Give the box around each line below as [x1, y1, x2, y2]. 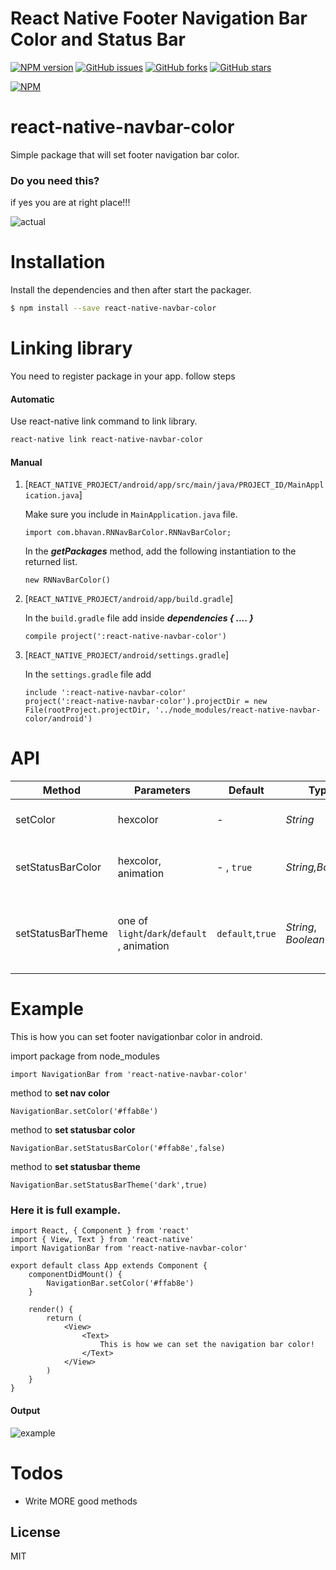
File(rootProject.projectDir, [24, 705, 152, 716]
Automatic [10, 393, 55, 405]
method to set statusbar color [10, 1124, 136, 1136]
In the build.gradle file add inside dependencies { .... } [24, 612, 254, 624]
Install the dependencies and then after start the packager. [10, 284, 252, 296]
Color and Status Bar [10, 28, 186, 51]
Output [10, 1404, 41, 1416]
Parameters [134, 783, 191, 797]
